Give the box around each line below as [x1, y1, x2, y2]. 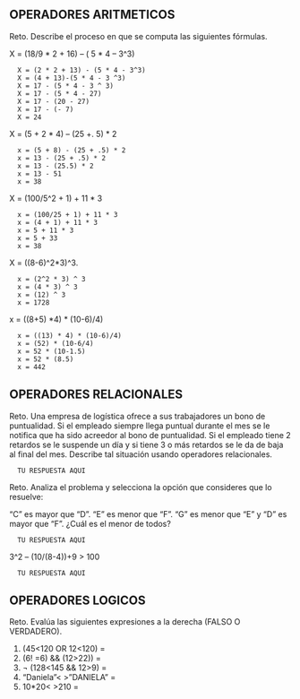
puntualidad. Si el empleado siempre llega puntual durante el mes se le [9, 420, 270, 431]
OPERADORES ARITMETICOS [9, 7, 176, 22]
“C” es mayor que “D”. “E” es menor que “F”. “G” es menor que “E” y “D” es [9, 508, 287, 519]
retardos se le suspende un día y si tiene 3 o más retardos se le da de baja [9, 439, 284, 450]
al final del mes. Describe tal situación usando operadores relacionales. [9, 448, 273, 460]
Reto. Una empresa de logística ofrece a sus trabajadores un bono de [9, 410, 266, 421]
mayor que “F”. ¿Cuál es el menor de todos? [9, 518, 172, 529]
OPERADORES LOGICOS [9, 593, 146, 608]
